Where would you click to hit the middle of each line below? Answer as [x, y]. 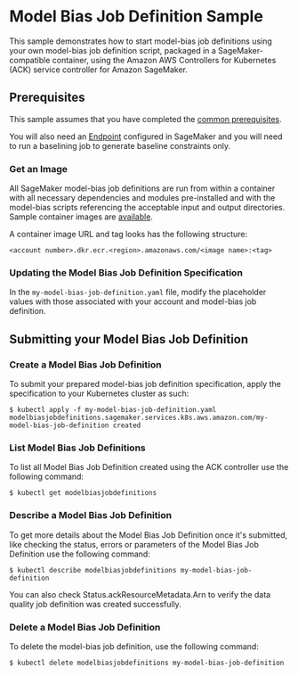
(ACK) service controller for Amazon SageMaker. [99, 70]
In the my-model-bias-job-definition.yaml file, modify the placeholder [138, 293]
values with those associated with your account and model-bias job [133, 301]
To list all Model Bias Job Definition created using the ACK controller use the [149, 467]
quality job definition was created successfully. [96, 604]
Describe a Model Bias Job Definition [90, 515]
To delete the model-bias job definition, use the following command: [134, 646]
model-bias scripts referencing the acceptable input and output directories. [147, 208]
